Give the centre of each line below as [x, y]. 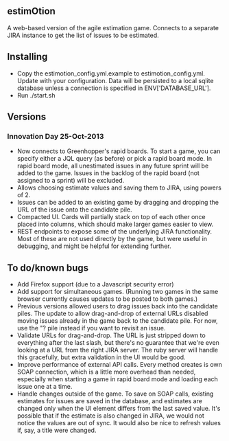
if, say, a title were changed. [57, 430]
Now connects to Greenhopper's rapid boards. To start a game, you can [119, 151]
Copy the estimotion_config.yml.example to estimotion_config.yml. [111, 73]
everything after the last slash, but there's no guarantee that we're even [118, 343]
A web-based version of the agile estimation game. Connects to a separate [113, 27]
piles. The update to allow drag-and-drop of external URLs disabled [112, 314]
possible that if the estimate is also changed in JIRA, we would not [110, 416]
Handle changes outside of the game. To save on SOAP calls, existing [115, 394]
